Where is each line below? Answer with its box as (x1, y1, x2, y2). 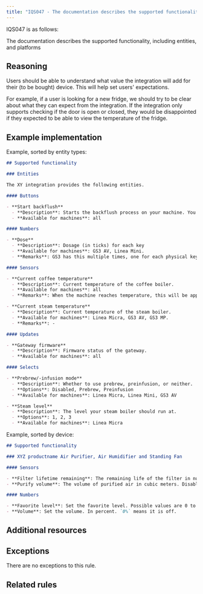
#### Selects (6, 365, 39, 371)
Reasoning (6, 61, 48, 71)
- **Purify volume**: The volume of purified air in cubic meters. (6, 481, 180, 487)
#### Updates (6, 331, 39, 337)
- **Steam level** (6, 403, 53, 409)
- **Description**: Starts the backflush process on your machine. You (11, 210, 196, 216)
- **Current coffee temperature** (6, 276, 94, 282)
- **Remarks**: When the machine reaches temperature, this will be (11, 292, 188, 299)
